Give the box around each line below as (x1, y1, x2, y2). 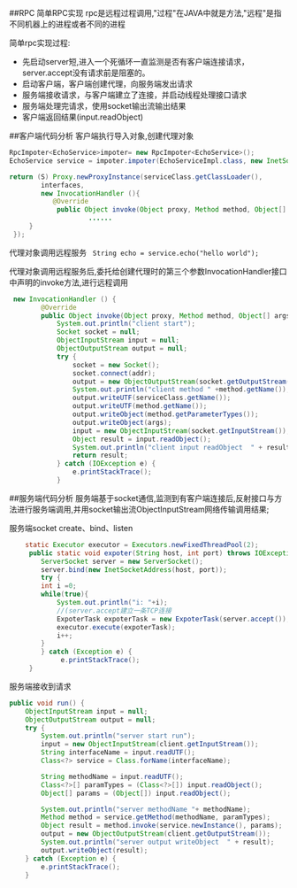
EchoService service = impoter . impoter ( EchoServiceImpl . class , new (9, 156, 263, 166)
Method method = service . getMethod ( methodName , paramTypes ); (41, 813, 271, 822)
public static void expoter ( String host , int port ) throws (28, 548, 251, 558)
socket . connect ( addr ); (72, 368, 156, 378)
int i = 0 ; (41, 582, 77, 591)
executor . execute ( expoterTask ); (56, 622, 176, 631)
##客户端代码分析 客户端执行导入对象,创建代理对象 (9, 131, 194, 141)
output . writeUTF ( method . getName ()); (72, 402, 208, 411)
